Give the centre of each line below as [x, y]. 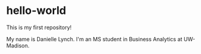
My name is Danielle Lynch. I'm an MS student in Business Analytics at [94, 39]
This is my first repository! [39, 27]
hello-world [36, 11]
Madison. [18, 46]
